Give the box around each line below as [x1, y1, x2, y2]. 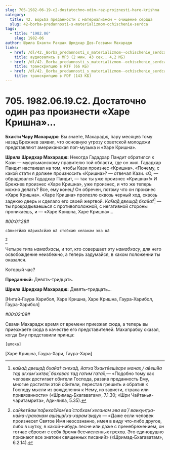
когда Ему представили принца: [5, 332, 75, 338]
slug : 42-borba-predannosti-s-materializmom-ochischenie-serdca [10, 21, 148, 27]
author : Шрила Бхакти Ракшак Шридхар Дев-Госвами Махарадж [5, 41, 133, 46]
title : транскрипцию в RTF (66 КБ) [14, 64, 90, 69]
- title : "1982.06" [10, 31, 51, 36]
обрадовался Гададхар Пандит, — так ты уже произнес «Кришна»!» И [5, 175, 157, 181]
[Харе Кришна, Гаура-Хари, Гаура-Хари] [5, 351, 93, 357]
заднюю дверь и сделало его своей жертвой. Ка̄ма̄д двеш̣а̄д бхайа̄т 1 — [5, 197, 162, 204]
